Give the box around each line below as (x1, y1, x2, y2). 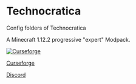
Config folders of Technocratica (6, 24, 86, 31)
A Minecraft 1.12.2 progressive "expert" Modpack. (6, 36, 131, 43)
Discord (6, 71, 26, 78)
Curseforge (6, 59, 35, 66)
